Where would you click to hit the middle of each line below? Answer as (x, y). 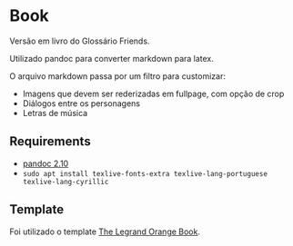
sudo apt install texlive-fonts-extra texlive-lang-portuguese (145, 173)
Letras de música (55, 113)
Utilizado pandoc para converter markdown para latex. (111, 58)
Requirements (50, 142)
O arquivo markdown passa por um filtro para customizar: (117, 76)
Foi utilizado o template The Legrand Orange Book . (105, 231)
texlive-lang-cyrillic (66, 182)
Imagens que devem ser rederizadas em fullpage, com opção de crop (153, 93)
